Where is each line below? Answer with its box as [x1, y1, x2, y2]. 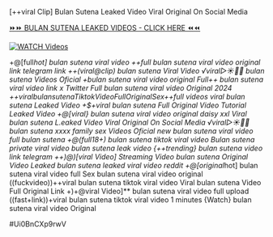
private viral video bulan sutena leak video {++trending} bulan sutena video [9, 143, 263, 153]
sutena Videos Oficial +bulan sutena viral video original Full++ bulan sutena [9, 74, 264, 84]
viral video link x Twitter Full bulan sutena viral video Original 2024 [9, 83, 232, 92]
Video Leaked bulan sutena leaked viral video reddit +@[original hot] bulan [9, 161, 258, 170]
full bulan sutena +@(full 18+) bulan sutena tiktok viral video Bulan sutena [9, 135, 255, 144]
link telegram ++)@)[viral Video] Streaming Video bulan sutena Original [9, 152, 249, 161]
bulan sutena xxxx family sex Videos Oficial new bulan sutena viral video [9, 126, 254, 136]
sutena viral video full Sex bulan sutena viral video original [9, 169, 203, 179]
